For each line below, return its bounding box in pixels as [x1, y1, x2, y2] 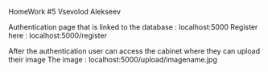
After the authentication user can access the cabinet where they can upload [8, 46, 260, 55]
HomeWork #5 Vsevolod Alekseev [8, 7, 122, 16]
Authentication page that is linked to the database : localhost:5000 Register [8, 22, 258, 31]
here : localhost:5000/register [8, 31, 107, 40]
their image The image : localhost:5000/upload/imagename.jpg [8, 55, 217, 64]
